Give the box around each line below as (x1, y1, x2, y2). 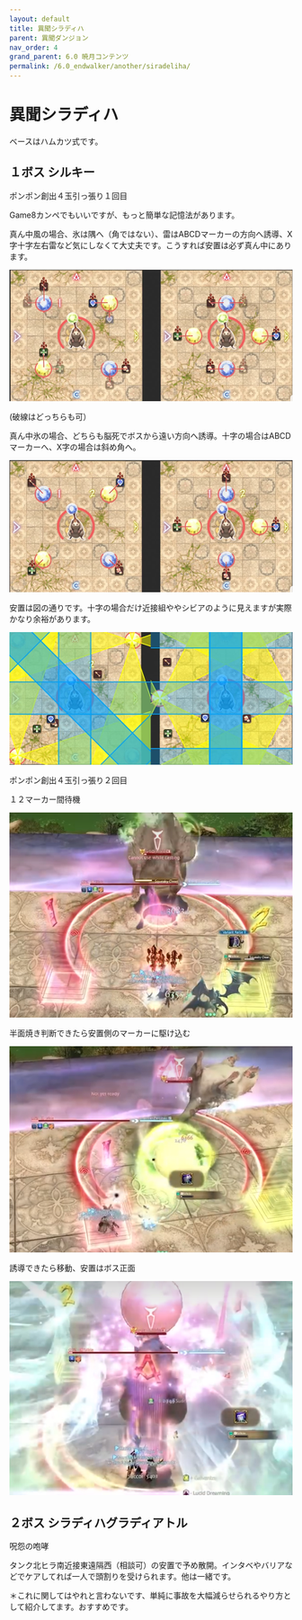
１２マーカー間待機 (9, 794, 81, 805)
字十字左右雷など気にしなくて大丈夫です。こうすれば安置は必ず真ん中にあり (9, 239, 292, 251)
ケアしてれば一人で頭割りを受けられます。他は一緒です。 (24, 1571, 236, 1582)
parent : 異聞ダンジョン (9, 33, 89, 42)
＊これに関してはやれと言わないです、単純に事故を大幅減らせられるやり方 (9, 1590, 284, 1601)
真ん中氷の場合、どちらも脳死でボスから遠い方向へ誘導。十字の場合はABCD (9, 431, 292, 441)
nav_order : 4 (9, 43, 58, 52)
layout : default (9, 14, 70, 23)
